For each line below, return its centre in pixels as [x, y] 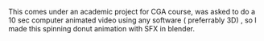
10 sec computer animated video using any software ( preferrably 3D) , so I [133, 20]
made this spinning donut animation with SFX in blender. [102, 29]
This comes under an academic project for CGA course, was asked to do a [132, 12]
